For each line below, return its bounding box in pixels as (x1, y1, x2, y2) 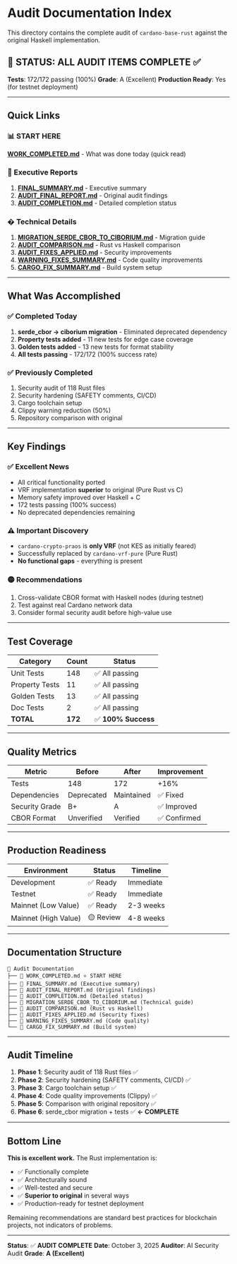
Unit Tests (11, 669, 44, 679)
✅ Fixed (157, 789, 184, 799)
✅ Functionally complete (17, 1167, 90, 1176)
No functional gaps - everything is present (17, 556, 143, 565)
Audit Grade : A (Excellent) (7, 1249, 85, 1258)
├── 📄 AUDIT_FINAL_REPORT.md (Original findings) (7, 986, 157, 994)
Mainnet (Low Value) (11, 900, 80, 910)
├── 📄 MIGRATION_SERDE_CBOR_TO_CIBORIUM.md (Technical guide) (7, 998, 194, 1006)
